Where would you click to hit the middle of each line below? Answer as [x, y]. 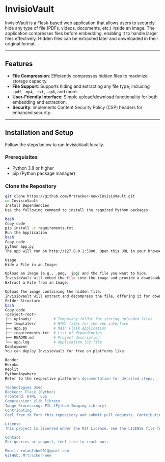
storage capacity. [30, 81]
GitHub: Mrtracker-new [28, 456]
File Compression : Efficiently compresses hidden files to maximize [80, 76]
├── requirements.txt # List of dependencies [54, 333]
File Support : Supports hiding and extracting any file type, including [81, 86]
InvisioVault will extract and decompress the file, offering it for [78, 296]
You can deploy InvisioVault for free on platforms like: [66, 351]
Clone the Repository [31, 186]
